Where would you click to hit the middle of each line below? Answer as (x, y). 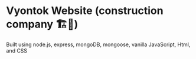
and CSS (17, 50)
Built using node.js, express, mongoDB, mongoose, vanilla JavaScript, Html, (98, 44)
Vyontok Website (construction (85, 11)
